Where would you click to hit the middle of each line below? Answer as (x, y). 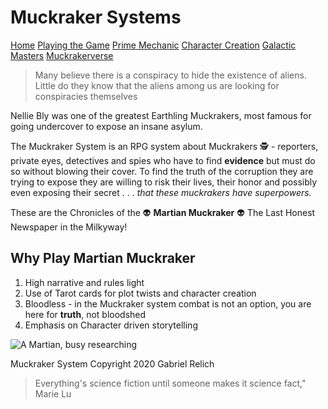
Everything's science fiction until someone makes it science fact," (170, 383)
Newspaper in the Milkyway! (69, 227)
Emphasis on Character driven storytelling (111, 325)
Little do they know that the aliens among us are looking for (157, 85)
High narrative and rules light (84, 282)
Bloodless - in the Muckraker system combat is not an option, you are (168, 303)
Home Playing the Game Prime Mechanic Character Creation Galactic (153, 45)
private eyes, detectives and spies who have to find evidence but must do (163, 160)
